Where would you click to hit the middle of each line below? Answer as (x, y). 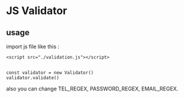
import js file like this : (33, 46)
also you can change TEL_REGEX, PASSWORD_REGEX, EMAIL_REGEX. (92, 89)
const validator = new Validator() (50, 73)
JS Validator (37, 11)
